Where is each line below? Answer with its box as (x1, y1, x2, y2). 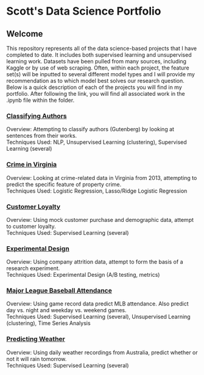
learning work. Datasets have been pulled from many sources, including (6, 58, 187, 65)
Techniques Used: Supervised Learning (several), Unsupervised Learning (6, 313, 191, 321)
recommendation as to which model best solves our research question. (6, 77, 185, 84)
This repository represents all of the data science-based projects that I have (6, 45, 197, 52)
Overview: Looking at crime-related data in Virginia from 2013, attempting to (6, 174, 197, 181)
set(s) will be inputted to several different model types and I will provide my (6, 71, 195, 77)
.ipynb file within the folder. (6, 96, 75, 104)
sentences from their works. (6, 132, 77, 140)
